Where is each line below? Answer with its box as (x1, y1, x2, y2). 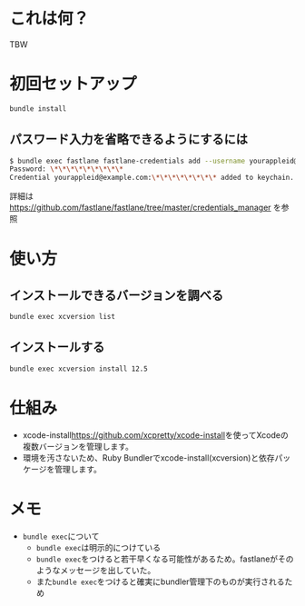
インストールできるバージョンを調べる (9, 287, 224, 303)
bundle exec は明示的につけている (35, 541, 162, 552)
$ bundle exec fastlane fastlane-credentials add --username (9, 156, 246, 165)
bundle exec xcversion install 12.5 (9, 364, 148, 373)
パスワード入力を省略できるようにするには (9, 132, 248, 147)
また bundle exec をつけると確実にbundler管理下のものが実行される (35, 576, 285, 587)
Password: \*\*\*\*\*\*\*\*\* (9, 164, 124, 174)
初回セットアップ (9, 74, 138, 94)
